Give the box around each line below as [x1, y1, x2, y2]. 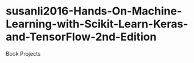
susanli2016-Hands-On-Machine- [5, 4, 182, 18]
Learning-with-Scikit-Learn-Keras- [5, 17, 189, 31]
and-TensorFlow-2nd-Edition [5, 30, 157, 44]
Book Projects [5, 50, 41, 57]
